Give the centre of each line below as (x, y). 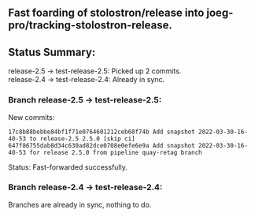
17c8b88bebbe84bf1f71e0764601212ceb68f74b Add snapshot (102, 132)
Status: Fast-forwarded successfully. (68, 167)
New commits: (31, 117)
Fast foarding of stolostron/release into (106, 13)
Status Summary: (52, 52)
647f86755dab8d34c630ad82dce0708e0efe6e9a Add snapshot (102, 145)
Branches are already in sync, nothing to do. (80, 204)
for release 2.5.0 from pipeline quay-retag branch (115, 152)
